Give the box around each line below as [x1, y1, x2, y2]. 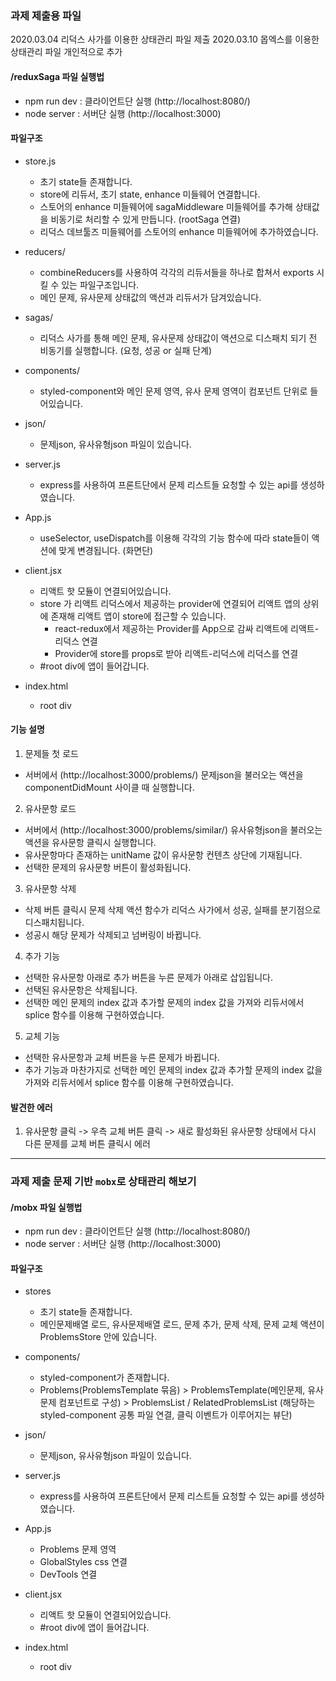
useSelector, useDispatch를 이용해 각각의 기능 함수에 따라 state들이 [39, 532, 310, 544]
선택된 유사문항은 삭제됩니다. [24, 983, 138, 996]
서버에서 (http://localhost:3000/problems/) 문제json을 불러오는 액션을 [24, 768, 304, 781]
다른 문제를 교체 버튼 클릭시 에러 [24, 1138, 151, 1150]
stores [24, 1285, 52, 1297]
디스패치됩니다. [24, 916, 85, 928]
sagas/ [24, 311, 53, 323]
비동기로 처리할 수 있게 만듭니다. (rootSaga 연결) [50, 213, 242, 225]
